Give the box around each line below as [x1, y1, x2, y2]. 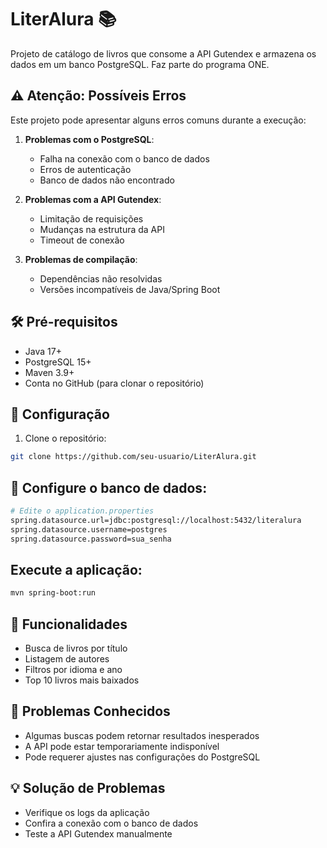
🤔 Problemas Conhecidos [10, 703, 171, 720]
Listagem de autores [24, 653, 110, 665]
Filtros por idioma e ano [24, 664, 123, 676]
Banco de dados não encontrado [39, 174, 175, 186]
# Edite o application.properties [10, 506, 155, 516]
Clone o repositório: [24, 432, 107, 445]
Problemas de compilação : [24, 253, 138, 265]
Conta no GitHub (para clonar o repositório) [24, 377, 205, 389]
